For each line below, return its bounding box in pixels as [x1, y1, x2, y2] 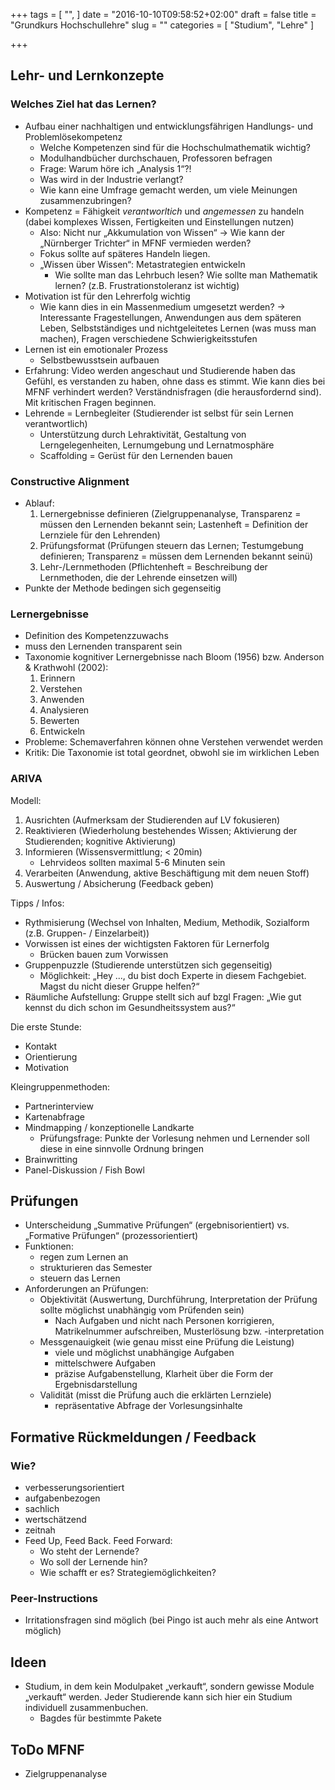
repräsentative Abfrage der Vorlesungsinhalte [54, 1400, 243, 1412]
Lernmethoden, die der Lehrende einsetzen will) [39, 571, 238, 583]
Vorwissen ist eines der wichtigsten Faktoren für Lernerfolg [24, 937, 270, 949]
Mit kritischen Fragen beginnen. [24, 396, 157, 408]
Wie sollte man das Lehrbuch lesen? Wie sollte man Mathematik [54, 269, 318, 281]
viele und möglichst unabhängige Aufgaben [54, 1347, 235, 1359]
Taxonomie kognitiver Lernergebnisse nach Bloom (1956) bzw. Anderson [24, 651, 325, 663]
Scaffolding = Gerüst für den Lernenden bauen [39, 449, 233, 461]
